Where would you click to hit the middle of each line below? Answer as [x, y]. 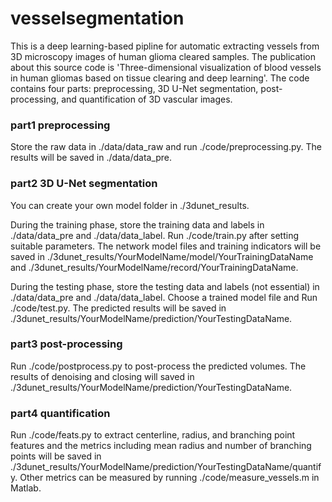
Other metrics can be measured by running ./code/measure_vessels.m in [169, 478]
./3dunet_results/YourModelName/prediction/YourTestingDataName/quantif [166, 467]
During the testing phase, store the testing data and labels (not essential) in [165, 286]
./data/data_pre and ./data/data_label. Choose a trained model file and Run [164, 297]
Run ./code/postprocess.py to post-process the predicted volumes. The [158, 366]
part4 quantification [60, 413]
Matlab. [26, 488]
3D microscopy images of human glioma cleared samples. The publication [163, 56]
